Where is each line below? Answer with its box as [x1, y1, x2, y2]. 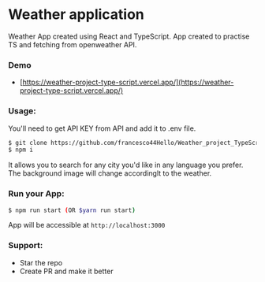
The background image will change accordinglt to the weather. [8, 169, 212, 178]
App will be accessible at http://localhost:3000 [8, 221, 166, 230]
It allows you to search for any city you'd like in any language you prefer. [8, 160, 244, 170]
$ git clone [8, 139, 47, 147]
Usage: [8, 106, 37, 117]
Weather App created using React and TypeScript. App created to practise [8, 32, 250, 41]
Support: [8, 240, 43, 251]
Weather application [8, 6, 144, 24]
